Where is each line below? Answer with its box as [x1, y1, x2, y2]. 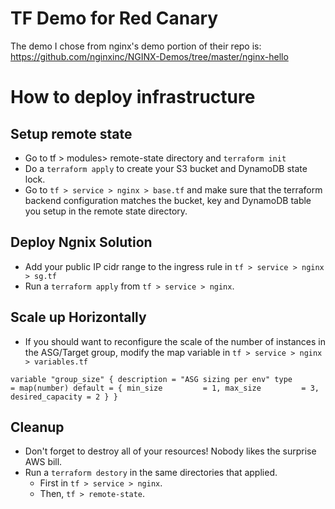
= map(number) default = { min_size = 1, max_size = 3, [10, 383, 320, 393]
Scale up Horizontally [10, 309, 147, 326]
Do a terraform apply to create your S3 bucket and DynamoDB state [24, 162, 308, 174]
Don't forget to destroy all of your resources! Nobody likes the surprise [24, 445, 317, 457]
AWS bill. [24, 456, 63, 468]
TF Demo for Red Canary [10, 7, 219, 30]
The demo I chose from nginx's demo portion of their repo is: [10, 40, 262, 52]
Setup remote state [10, 125, 133, 142]
